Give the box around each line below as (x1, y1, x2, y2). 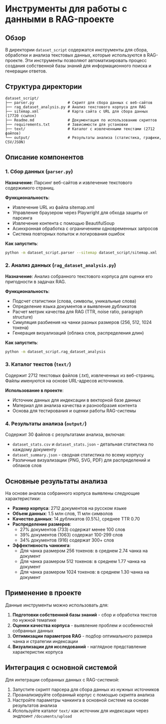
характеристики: (5, 495, 41, 501)
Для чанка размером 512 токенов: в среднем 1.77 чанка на (19, 558, 146, 564)
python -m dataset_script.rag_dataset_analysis (5, 349, 106, 354)
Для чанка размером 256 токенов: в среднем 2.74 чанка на (19, 547, 148, 553)
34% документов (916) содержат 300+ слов (19, 537, 114, 543)
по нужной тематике (12, 617, 56, 623)
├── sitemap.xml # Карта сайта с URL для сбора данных (5, 108, 149, 114)
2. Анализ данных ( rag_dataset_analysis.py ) (5, 262, 116, 269)
